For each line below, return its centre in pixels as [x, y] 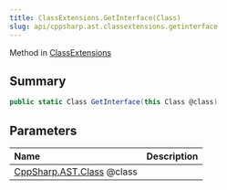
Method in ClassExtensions [61, 52]
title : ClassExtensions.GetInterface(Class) [95, 18]
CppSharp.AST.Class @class [76, 172]
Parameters [43, 130]
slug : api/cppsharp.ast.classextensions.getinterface [114, 26]
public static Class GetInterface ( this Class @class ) [114, 102]
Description [172, 156]
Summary [38, 81]
